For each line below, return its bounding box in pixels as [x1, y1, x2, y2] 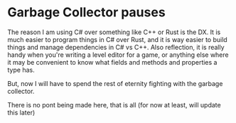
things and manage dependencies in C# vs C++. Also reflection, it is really [7, 43, 225, 51]
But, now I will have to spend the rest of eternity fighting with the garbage [7, 79, 223, 87]
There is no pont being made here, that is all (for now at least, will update [7, 100, 222, 109]
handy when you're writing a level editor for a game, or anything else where [7, 50, 229, 59]
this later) [7, 108, 36, 117]
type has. [7, 65, 35, 74]
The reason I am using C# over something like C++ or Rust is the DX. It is [7, 28, 221, 36]
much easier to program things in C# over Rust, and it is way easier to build [7, 35, 227, 43]
